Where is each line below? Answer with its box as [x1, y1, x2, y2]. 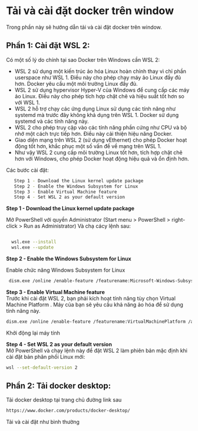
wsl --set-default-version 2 [6, 365, 78, 370]
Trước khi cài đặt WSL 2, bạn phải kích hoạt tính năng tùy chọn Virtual [6, 295, 176, 302]
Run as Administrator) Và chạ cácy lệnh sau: [23, 222, 131, 230]
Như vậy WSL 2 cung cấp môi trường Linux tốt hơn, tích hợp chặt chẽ [14, 149, 183, 156]
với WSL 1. [14, 99, 40, 106]
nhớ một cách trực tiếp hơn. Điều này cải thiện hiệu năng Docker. [14, 130, 173, 137]
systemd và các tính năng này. [14, 118, 89, 125]
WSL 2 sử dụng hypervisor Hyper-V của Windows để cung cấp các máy [14, 86, 190, 93]
